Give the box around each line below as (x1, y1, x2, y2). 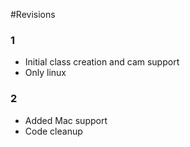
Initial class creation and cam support (24, 56, 180, 68)
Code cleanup (24, 125, 83, 137)
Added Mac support (24, 114, 108, 126)
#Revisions (10, 9, 56, 20)
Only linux (24, 67, 67, 79)
